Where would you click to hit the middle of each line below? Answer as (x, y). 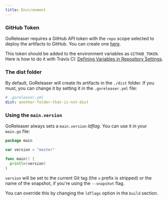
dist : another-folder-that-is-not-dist (47, 102)
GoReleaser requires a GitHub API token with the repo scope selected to (80, 38)
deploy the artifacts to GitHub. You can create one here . (63, 44)
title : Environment (26, 10)
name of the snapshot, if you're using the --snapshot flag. (65, 183)
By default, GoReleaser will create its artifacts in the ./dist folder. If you (80, 83)
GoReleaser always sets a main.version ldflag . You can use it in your (76, 126)
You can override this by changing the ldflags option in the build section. (82, 193)
